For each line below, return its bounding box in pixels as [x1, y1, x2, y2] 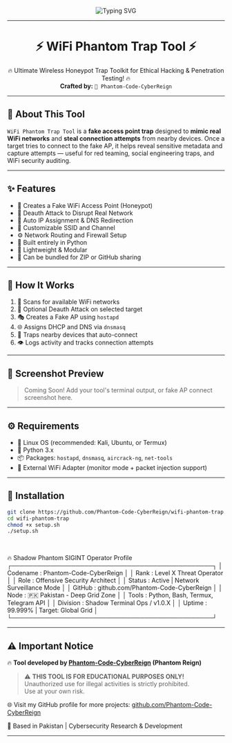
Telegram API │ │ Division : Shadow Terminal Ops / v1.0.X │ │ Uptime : [7, 599, 207, 607]
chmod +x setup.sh [7, 521, 60, 528]
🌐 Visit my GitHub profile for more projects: [7, 701, 130, 709]
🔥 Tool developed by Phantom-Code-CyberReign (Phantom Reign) [7, 658, 202, 667]
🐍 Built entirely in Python [17, 238, 88, 246]
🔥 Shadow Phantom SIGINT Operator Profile [7, 554, 133, 562]
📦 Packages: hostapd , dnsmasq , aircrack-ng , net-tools [17, 454, 173, 462]
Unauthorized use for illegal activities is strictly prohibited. [23, 680, 190, 688]
